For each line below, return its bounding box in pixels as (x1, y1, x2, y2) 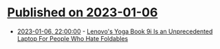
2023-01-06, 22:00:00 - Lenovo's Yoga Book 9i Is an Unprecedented (16, 27, 213, 35)
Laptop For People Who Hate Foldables (16, 34, 129, 42)
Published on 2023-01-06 (7, 5, 158, 20)
